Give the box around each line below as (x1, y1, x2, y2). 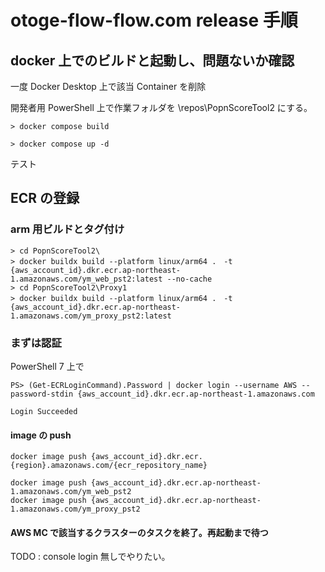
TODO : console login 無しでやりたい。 (10, 551, 171, 563)
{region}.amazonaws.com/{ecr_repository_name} (10, 461, 208, 471)
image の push (10, 429, 72, 441)
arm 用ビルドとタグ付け (10, 222, 125, 236)
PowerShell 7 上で (10, 360, 85, 372)
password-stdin (10, 389, 74, 399)
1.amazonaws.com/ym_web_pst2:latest (10, 274, 163, 284)
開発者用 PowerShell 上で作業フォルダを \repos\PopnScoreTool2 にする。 (10, 102, 313, 113)
